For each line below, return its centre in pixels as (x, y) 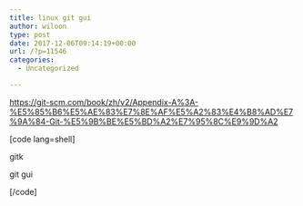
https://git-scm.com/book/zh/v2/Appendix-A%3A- (104, 102)
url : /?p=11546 (38, 52)
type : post (30, 34)
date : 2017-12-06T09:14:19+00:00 (73, 43)
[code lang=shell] (42, 139)
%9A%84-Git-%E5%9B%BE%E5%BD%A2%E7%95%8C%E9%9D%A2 (144, 121)
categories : (32, 60)
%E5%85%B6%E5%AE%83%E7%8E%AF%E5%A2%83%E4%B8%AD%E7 (151, 112)
